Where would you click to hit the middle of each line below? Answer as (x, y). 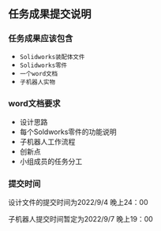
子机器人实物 (37, 82)
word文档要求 (34, 103)
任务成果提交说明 (50, 14)
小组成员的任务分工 (51, 161)
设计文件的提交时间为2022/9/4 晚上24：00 (78, 203)
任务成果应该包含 (41, 39)
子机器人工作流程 (47, 141)
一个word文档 (38, 73)
